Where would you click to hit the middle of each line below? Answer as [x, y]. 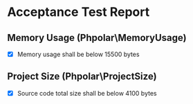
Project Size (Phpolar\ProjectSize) [82, 77]
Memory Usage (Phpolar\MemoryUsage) [97, 38]
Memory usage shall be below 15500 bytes [78, 54]
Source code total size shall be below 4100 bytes [87, 93]
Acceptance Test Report [79, 12]
